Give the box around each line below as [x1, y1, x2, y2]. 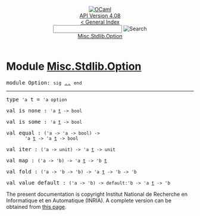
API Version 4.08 [79, 12, 121, 19]
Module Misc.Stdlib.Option [6, 60, 142, 73]
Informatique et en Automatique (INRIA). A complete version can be [6, 196, 171, 204]
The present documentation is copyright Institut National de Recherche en [6, 190, 187, 198]
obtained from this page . [6, 203, 67, 210]
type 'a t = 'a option [6, 96, 67, 103]
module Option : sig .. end [6, 79, 82, 86]
